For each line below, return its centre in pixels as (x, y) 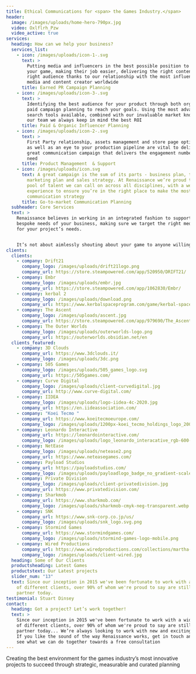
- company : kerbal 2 (41, 294)
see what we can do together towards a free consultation (88, 642)
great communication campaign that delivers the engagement (101, 153)
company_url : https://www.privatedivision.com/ (80, 490)
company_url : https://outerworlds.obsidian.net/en (84, 337)
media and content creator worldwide (73, 82)
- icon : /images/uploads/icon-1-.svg (62, 55)
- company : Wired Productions (53, 544)
